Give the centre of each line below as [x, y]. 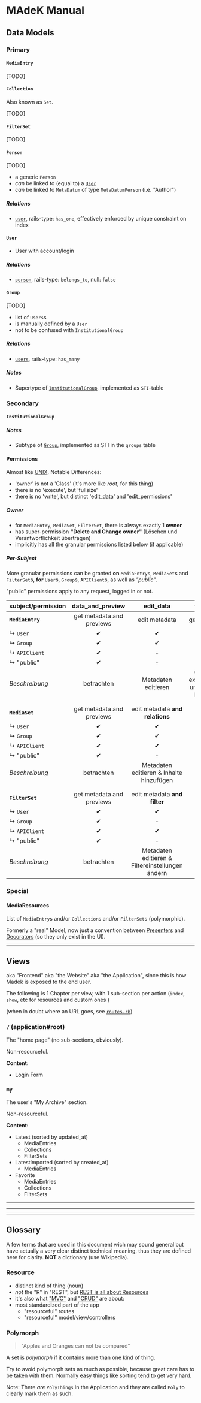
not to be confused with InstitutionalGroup [69, 330]
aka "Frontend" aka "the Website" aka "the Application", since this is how [96, 976]
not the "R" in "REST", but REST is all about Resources [82, 1292]
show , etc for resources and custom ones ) [58, 1000]
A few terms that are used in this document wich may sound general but [95, 1244]
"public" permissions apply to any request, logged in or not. [80, 592]
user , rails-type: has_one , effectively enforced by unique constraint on [100, 219]
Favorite [25, 1175]
